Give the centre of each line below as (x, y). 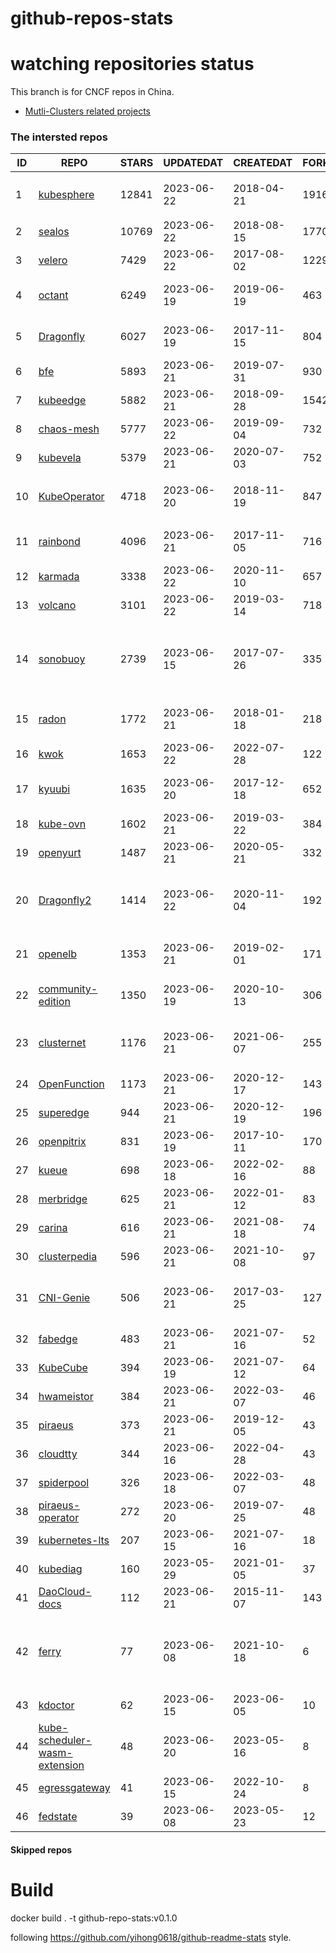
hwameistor (66, 1397)
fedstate (58, 1817)
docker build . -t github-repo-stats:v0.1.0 (94, 1918)
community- (68, 989)
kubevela (60, 458)
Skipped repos (41, 1850)
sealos (54, 232)
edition (54, 1002)
